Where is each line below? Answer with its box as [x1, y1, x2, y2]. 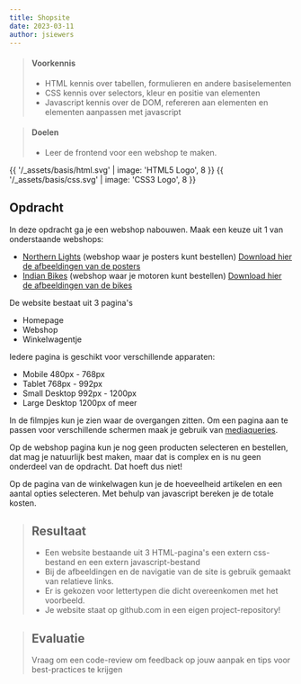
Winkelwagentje [22, 334, 83, 345]
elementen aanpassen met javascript [44, 106, 181, 117]
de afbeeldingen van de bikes [22, 280, 133, 291]
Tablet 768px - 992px [22, 378, 103, 389]
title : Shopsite [9, 13, 70, 22]
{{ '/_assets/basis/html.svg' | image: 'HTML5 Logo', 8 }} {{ [9, 164, 225, 175]
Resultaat [31, 523, 87, 538]
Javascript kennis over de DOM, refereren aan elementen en [44, 96, 269, 108]
